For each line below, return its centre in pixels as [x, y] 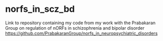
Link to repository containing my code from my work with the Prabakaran [80, 23]
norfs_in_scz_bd [40, 9]
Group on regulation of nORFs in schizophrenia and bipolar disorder [75, 28]
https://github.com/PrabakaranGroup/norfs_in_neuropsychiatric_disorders [81, 33]
